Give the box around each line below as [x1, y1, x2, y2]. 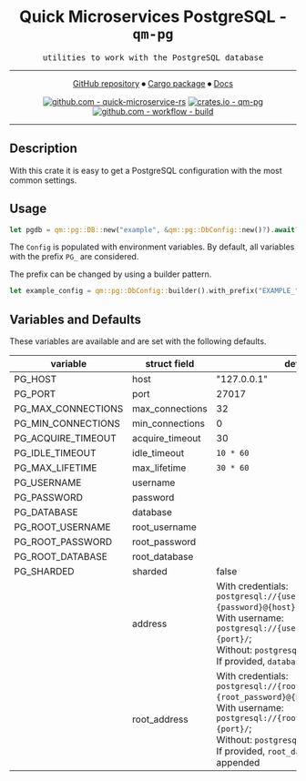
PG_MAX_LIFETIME [14, 461, 97, 474]
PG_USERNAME [14, 476, 82, 489]
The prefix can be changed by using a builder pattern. [9, 269, 212, 279]
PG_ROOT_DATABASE [14, 551, 107, 563]
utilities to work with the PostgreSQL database [42, 52, 264, 63]
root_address [131, 713, 189, 725]
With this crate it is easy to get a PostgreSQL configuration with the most [9, 165, 282, 176]
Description [9, 141, 77, 157]
